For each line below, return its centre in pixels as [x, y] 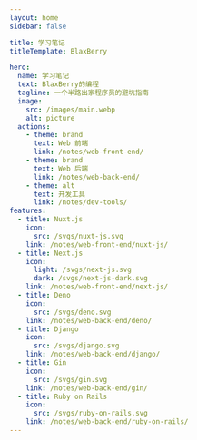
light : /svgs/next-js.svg [82, 270]
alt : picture [50, 118]
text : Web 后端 [61, 169]
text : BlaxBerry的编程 [59, 84]
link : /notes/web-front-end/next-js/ [97, 287]
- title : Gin [42, 363]
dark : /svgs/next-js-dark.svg [90, 279]
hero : [20, 68]
